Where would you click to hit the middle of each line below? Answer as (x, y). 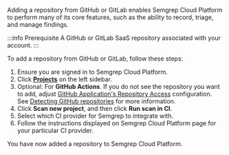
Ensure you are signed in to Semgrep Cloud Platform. (92, 72)
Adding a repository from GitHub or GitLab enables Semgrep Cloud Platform (115, 10)
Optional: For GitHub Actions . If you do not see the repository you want (118, 86)
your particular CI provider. (55, 131)
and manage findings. (38, 24)
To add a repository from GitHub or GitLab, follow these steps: (95, 59)
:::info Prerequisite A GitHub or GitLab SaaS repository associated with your (114, 38)
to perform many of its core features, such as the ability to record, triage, (110, 17)
